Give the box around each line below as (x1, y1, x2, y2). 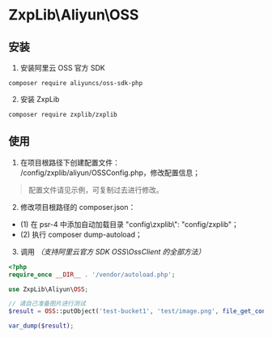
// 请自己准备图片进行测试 (8, 300, 87, 308)
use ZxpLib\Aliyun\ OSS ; (8, 285, 89, 293)
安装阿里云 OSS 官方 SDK (19, 63, 105, 72)
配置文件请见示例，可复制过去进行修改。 (28, 185, 164, 195)
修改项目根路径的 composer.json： (19, 202, 136, 212)
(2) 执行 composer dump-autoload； (19, 229, 143, 239)
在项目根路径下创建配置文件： (19, 157, 120, 167)
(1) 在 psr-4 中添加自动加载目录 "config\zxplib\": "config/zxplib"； (19, 219, 239, 229)
